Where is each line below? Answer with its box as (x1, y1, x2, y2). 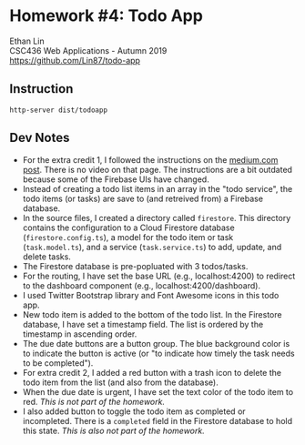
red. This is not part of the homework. (22, 396, 166, 407)
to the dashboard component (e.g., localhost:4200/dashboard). (22, 279, 261, 291)
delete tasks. (22, 251, 71, 262)
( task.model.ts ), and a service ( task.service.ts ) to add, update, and (22, 241, 282, 252)
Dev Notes (9, 130, 70, 146)
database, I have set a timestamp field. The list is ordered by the (22, 319, 264, 329)
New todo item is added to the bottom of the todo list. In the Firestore (22, 308, 282, 319)
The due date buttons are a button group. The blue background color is (22, 338, 290, 349)
